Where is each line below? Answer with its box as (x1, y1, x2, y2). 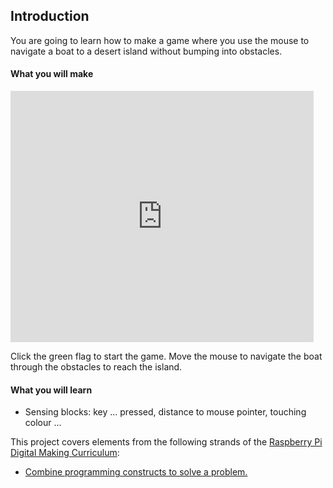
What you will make (10, 68, 94, 80)
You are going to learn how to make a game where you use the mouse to (10, 34, 310, 46)
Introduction (10, 8, 90, 25)
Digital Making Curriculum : (10, 447, 120, 459)
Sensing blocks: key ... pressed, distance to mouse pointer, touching (24, 406, 307, 418)
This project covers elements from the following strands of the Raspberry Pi (10, 436, 323, 448)
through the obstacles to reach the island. (10, 361, 183, 373)
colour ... (24, 417, 62, 429)
